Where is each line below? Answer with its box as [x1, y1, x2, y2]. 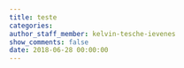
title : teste [9, 12, 57, 22]
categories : [9, 21, 53, 30]
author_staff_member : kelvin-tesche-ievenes [9, 29, 176, 38]
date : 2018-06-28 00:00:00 [9, 46, 109, 55]
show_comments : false [9, 37, 89, 47]
